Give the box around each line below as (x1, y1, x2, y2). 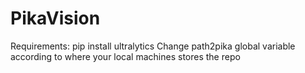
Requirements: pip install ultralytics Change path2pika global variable (10, 40, 296, 52)
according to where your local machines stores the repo (10, 50, 241, 62)
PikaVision (10, 7, 101, 30)
